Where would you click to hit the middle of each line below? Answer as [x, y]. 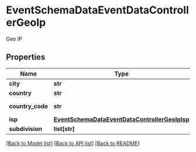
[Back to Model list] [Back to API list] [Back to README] [73, 143]
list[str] [64, 129]
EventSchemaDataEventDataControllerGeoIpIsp [121, 119]
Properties [26, 57]
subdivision [26, 129]
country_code [29, 106]
